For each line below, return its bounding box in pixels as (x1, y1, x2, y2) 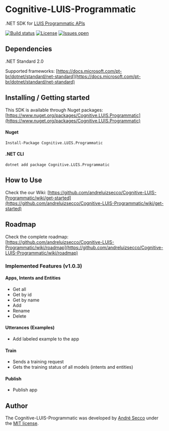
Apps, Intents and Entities (5, 275, 61, 281)
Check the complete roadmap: (5, 234, 69, 240)
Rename (12, 308, 30, 314)
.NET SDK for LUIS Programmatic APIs (5, 20, 85, 26)
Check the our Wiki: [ (5, 189, 50, 195)
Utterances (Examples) (5, 325, 55, 331)
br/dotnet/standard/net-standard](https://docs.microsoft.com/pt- (5, 73, 141, 79)
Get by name (12, 297, 39, 303)
